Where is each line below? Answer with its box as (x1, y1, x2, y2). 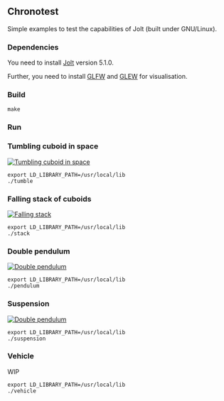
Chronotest (7, 6, 59, 18)
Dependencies (7, 42, 59, 52)
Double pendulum (7, 246, 70, 256)
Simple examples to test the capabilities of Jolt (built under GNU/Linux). (7, 24, 218, 33)
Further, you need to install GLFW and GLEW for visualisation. (7, 72, 188, 81)
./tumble (7, 177, 33, 185)
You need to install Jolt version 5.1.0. (7, 58, 114, 67)
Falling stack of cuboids (7, 194, 92, 204)
